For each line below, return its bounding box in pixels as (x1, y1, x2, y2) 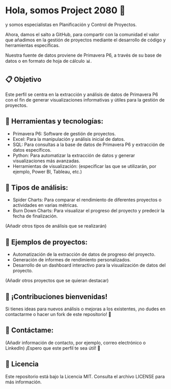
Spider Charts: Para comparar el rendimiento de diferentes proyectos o (12, 197, 162, 203)
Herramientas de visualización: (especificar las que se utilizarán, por (12, 163, 157, 169)
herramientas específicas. (5, 42, 60, 48)
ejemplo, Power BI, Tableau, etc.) (12, 168, 82, 175)
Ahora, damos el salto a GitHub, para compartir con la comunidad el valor (5, 31, 159, 37)
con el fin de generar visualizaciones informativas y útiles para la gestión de (5, 96, 165, 103)
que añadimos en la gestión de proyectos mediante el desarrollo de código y (5, 37, 166, 43)
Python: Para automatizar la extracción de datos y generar (12, 152, 135, 158)
